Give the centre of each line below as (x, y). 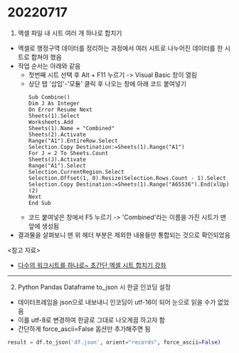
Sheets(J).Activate (57, 159)
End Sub (39, 203)
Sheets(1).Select (54, 116)
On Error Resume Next (60, 110)
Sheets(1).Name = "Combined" (71, 128)
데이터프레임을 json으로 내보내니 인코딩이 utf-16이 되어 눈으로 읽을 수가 (117, 302)
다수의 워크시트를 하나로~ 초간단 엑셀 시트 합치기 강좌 (92, 265)
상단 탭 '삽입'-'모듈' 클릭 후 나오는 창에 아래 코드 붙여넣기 (107, 83)
